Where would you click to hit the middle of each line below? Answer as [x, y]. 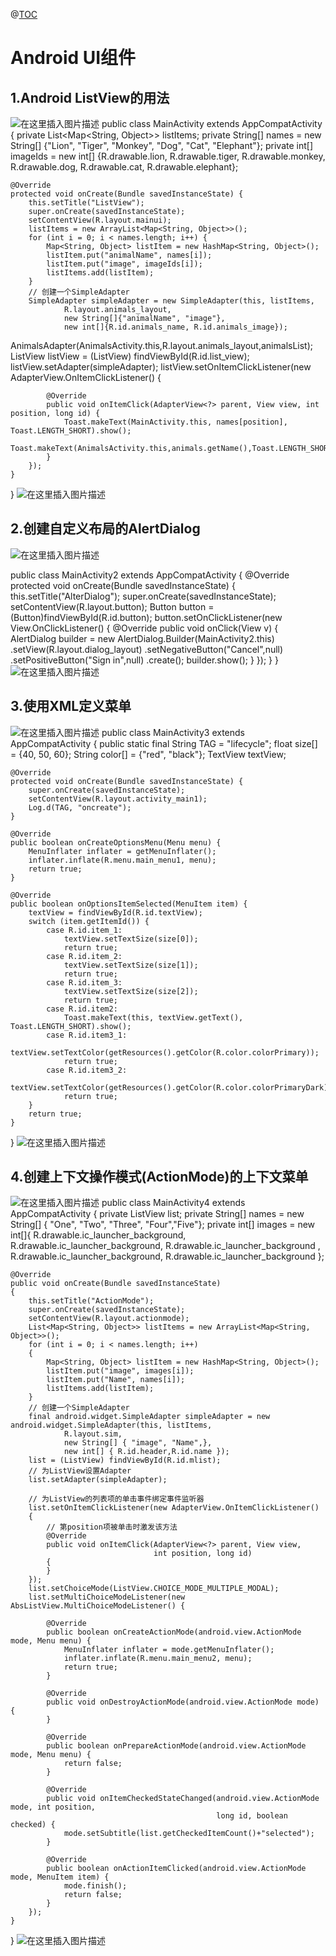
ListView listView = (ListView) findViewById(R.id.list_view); [130, 356]
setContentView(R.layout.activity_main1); [118, 799]
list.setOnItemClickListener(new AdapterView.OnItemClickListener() [174, 1508]
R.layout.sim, [93, 1434]
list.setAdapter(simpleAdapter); [98, 1480]
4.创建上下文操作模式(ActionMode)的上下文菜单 [159, 1177]
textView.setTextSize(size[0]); [131, 939]
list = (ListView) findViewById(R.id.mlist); [125, 1460]
